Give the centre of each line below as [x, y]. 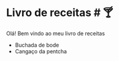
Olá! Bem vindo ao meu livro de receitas [56, 33]
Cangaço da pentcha [41, 51]
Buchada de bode [37, 45]
